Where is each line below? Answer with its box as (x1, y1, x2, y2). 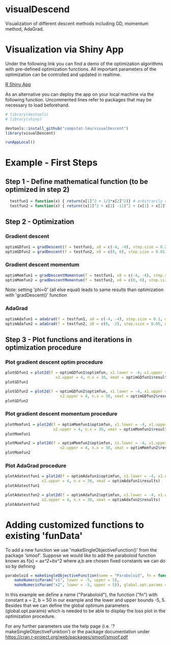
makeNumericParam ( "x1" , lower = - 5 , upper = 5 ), (14, 578, 120, 583)
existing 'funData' (5, 530, 83, 541)
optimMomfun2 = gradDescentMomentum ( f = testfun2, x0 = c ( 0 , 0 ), (5, 277, 147, 282)
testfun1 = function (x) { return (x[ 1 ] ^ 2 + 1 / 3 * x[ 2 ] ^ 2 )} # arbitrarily (10, 199, 163, 204)
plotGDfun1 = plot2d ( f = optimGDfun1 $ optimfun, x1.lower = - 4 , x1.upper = (5, 370, 167, 375)
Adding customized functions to (5, 519, 144, 531)
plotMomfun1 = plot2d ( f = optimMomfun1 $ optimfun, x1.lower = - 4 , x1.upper (5, 422, 167, 427)
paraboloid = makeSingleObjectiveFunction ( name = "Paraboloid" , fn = (5, 573, 156, 578)
